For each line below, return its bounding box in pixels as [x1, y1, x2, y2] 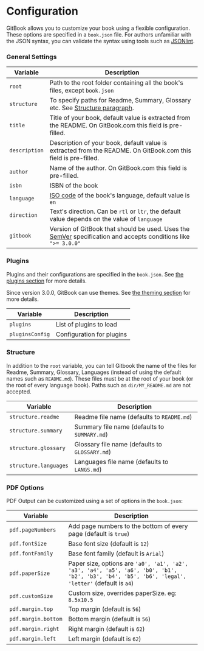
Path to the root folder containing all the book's [49, 79, 183, 87]
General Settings [6, 52, 57, 61]
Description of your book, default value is [49, 139, 168, 147]
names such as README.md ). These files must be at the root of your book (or [6, 375, 194, 382]
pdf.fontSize [9, 540, 47, 547]
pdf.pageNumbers [9, 527, 56, 533]
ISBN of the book [49, 181, 98, 190]
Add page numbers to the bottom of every [68, 522, 188, 530]
